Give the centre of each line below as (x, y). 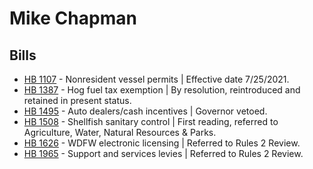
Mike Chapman (73, 18)
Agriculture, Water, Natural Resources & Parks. (120, 132)
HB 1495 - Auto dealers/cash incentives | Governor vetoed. (145, 111)
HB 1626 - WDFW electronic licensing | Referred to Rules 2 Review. (162, 143)
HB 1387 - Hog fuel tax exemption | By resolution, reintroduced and (162, 90)
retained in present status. (77, 100)
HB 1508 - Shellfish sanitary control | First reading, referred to (151, 121)
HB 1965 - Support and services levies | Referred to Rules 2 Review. (163, 153)
